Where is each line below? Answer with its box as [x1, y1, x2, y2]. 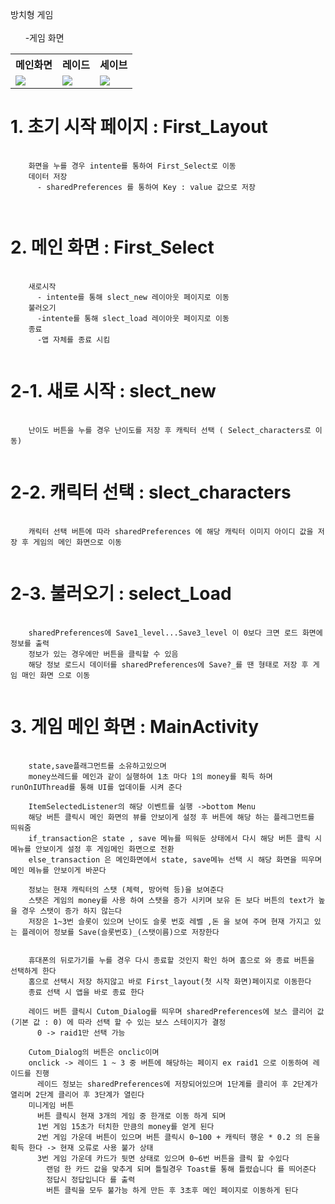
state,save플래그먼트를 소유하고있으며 [28, 761, 167, 771]
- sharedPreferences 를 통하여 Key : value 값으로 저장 [36, 182, 256, 192]
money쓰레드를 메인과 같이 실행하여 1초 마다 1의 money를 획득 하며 [28, 771, 273, 782]
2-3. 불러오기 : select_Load [10, 582, 232, 605]
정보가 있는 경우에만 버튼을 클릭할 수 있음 [28, 649, 179, 659]
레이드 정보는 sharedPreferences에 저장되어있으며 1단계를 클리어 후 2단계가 [36, 1079, 318, 1089]
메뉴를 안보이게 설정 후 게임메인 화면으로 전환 [10, 844, 175, 854]
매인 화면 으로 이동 [21, 670, 91, 680]
